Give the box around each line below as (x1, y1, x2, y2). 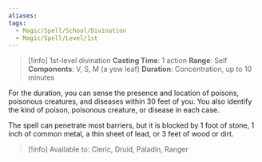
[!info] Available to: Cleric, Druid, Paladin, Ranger (27, 144, 189, 154)
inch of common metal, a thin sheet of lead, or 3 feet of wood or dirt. (8, 129, 234, 139)
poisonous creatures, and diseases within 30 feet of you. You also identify (8, 97, 252, 106)
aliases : (8, 11, 38, 20)
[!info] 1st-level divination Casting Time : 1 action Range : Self (27, 56, 228, 65)
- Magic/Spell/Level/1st (15, 34, 98, 42)
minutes (27, 73, 54, 82)
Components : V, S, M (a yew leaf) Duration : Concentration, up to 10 (27, 65, 252, 74)
